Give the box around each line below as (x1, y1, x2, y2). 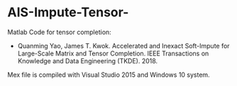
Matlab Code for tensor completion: (7, 28, 111, 36)
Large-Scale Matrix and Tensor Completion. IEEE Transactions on (17, 49, 209, 58)
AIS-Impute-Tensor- (7, 4, 129, 21)
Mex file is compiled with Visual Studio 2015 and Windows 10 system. (7, 70, 211, 79)
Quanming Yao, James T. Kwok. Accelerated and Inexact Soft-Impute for (17, 41, 230, 50)
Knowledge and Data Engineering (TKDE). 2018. (17, 56, 158, 65)
